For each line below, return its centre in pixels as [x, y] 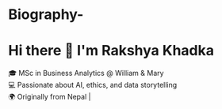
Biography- [46, 15]
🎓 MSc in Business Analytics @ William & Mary [86, 73]
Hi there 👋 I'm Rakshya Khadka [111, 51]
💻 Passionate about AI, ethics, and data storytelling [93, 85]
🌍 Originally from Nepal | [50, 97]
